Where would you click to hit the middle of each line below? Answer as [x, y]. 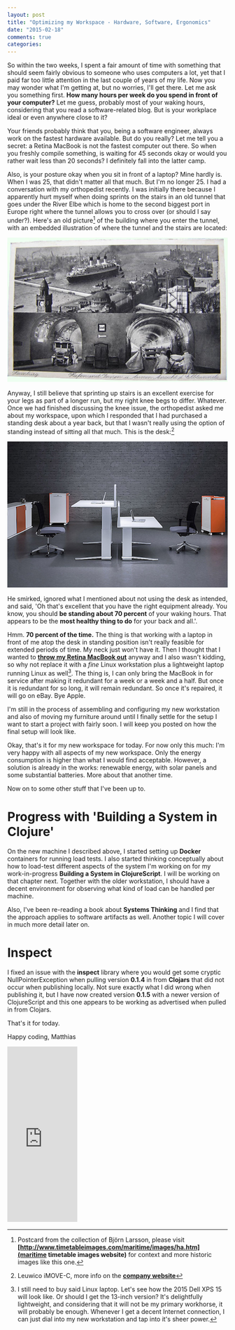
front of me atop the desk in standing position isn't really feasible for [106, 643]
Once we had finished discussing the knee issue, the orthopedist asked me [115, 408]
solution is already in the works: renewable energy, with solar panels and [112, 767]
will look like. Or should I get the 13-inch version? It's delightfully [110, 1296]
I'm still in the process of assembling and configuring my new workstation [114, 709]
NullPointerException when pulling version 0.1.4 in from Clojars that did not [116, 979]
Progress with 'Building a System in [113, 817]
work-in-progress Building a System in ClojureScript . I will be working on [114, 873]
